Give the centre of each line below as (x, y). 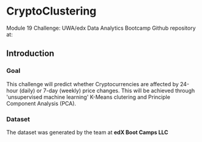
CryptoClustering (51, 11)
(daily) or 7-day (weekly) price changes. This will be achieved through (107, 90)
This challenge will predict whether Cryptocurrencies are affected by (92, 84)
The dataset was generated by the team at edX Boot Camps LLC (87, 132)
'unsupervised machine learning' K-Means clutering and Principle (88, 97)
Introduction (30, 54)
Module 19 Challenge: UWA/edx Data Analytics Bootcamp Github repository (101, 28)
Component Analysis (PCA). (41, 103)
